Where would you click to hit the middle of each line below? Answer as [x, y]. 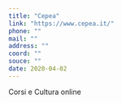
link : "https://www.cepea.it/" [61, 24]
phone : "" [25, 31]
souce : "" [25, 62]
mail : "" [23, 39]
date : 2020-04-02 [38, 69]
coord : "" [25, 54]
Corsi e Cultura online [45, 92]
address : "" [28, 46]
